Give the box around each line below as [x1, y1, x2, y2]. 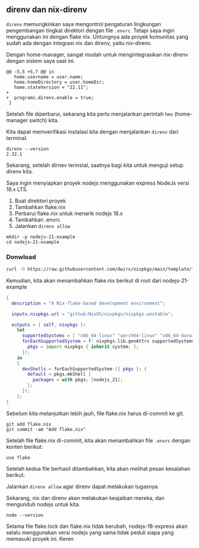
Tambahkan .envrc [14, 216, 60, 223]
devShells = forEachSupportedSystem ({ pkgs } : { [21, 366, 147, 372]
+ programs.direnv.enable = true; [6, 94, 94, 100]
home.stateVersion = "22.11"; [14, 84, 89, 90]
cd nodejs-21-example [6, 239, 60, 245]
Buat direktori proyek [14, 197, 66, 204]
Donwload [6, 252, 37, 261]
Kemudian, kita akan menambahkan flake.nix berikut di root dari [6, 277, 162, 284]
